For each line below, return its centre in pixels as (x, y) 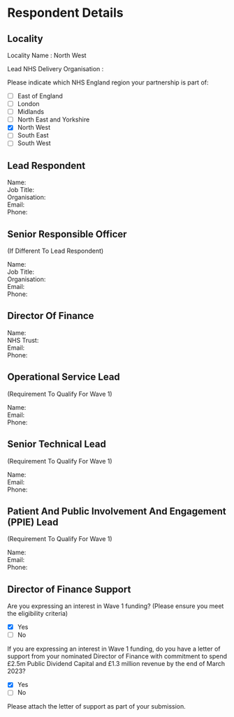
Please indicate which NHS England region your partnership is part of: (108, 82)
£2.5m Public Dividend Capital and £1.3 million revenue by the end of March (116, 664)
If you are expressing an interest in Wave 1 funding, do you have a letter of (114, 649)
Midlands (30, 112)
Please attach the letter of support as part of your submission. (97, 707)
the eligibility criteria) (38, 614)
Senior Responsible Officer (67, 234)
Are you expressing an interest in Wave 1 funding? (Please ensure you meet (116, 606)
